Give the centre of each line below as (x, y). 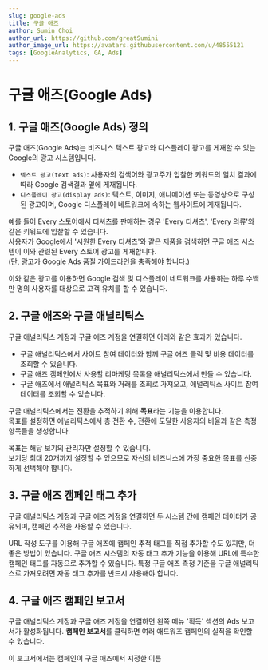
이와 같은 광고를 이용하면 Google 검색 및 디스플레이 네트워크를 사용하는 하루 (126, 278)
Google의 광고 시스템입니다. (52, 158)
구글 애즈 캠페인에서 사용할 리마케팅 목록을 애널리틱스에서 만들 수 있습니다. (136, 373)
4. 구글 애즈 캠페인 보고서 (67, 601)
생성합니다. (53, 431)
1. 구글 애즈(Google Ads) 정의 (79, 127)
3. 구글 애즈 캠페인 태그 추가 (73, 495)
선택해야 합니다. (47, 468)
